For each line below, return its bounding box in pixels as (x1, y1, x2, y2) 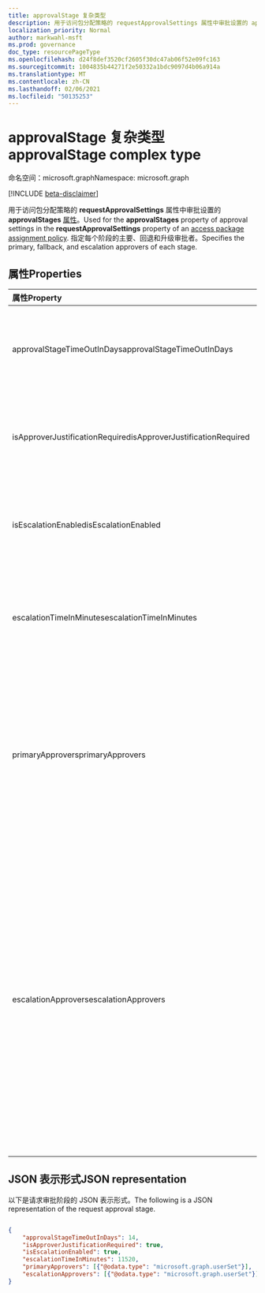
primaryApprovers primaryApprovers (12, 749, 146, 760)
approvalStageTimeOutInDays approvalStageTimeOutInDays (12, 344, 233, 354)
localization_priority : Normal (8, 26, 111, 34)
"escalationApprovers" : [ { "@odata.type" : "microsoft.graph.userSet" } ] (22, 1270, 259, 1279)
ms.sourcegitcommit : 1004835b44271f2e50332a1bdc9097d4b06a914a (8, 63, 221, 71)
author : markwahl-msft (8, 33, 83, 42)
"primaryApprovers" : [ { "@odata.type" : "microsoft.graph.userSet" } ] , (22, 1263, 252, 1271)
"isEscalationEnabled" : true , (22, 1248, 122, 1256)
